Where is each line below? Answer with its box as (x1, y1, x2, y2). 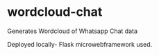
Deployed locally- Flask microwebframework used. (7, 40, 153, 48)
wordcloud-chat (7, 4, 103, 20)
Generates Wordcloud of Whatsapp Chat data (7, 27, 137, 35)
